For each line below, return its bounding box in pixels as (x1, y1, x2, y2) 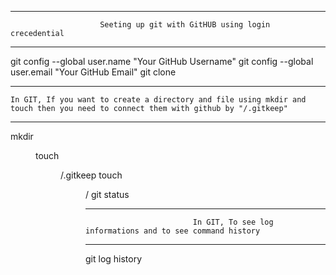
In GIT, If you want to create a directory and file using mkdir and (10, 95, 307, 105)
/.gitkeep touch (60, 169, 123, 181)
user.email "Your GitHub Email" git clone (10, 66, 177, 78)
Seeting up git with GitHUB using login (99, 20, 271, 30)
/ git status (85, 189, 130, 200)
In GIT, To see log (192, 217, 274, 227)
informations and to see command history (85, 226, 261, 236)
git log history (85, 253, 143, 265)
